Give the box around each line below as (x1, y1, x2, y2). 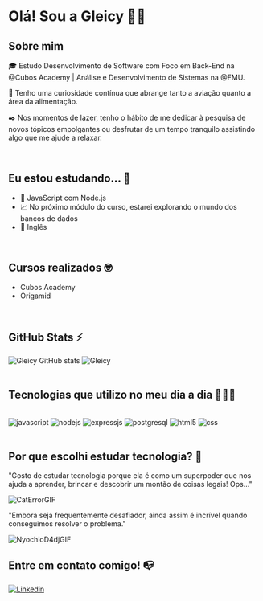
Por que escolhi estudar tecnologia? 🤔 (8, 449, 203, 463)
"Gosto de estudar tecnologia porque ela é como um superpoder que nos (8, 471, 252, 480)
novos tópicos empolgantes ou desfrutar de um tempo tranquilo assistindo (8, 125, 256, 133)
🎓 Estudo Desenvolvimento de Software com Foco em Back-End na (8, 61, 235, 71)
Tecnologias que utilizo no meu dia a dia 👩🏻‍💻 (8, 387, 236, 401)
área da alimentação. (8, 96, 78, 106)
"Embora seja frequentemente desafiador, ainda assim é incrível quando (8, 510, 248, 521)
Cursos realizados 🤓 (8, 261, 113, 275)
